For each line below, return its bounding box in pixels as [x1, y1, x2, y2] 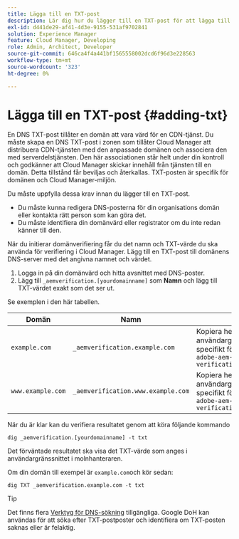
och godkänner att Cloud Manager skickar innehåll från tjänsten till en [7, 161, 212, 169]
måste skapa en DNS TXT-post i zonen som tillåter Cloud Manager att [7, 138, 211, 147]
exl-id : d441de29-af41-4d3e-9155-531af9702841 [7, 23, 148, 31]
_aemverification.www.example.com [72, 387, 190, 395]
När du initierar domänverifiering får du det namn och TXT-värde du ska [7, 240, 218, 248]
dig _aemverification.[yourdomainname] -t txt [7, 434, 148, 441]
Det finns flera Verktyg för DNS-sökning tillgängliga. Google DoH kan [7, 508, 210, 517]
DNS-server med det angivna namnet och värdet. [7, 255, 152, 263]
